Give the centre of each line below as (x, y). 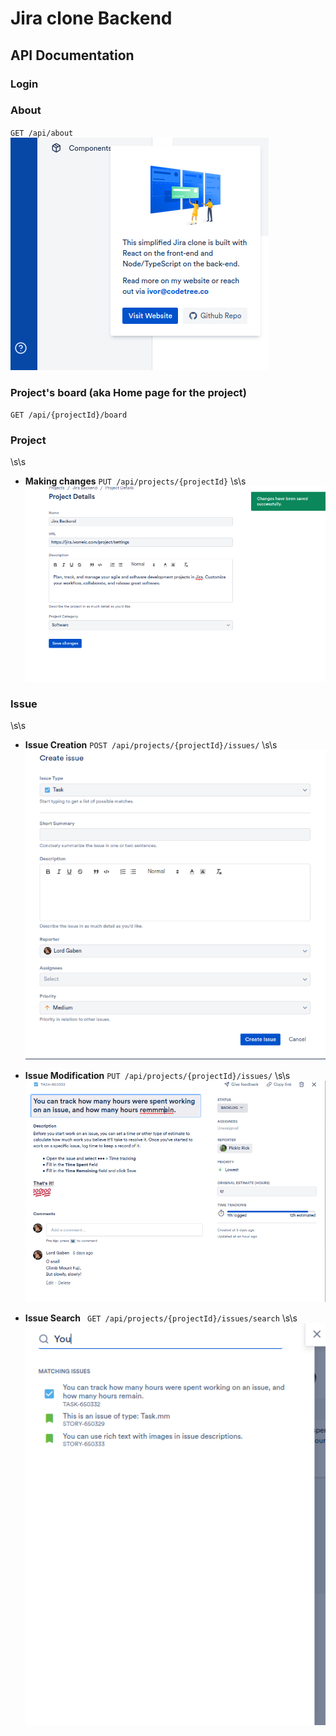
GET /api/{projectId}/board (69, 415)
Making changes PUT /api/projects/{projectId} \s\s (135, 481)
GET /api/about (42, 133)
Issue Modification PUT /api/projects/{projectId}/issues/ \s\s (157, 1075)
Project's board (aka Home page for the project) (128, 392)
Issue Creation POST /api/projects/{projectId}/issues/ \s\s (151, 745)
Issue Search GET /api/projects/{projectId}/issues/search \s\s (161, 1318)
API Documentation (72, 55)
